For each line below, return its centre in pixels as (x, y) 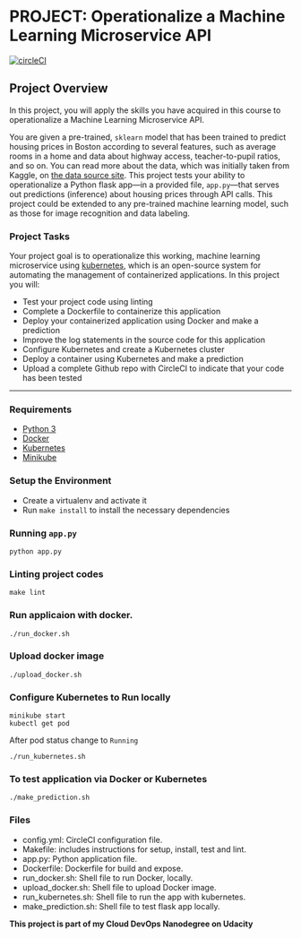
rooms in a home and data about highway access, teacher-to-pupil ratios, (145, 156)
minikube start (38, 716)
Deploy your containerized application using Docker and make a (140, 321)
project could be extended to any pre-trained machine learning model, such (149, 203)
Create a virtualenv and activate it (85, 500)
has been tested (52, 378)
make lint (28, 593)
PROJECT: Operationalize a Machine (147, 17)
